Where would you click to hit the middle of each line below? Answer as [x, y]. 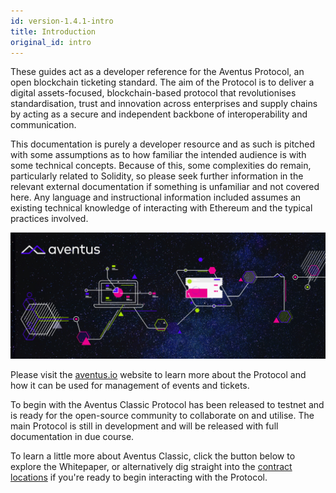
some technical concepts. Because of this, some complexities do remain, [161, 166]
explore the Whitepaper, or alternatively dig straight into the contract [151, 467]
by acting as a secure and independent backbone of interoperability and [159, 114]
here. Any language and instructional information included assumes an [156, 197]
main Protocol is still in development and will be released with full [144, 426]
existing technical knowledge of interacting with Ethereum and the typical [161, 208]
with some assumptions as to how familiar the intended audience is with [158, 155]
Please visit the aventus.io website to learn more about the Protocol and [158, 375]
